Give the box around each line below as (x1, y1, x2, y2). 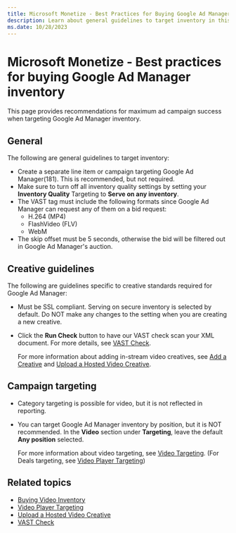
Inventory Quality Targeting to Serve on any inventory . (17, 190, 179, 198)
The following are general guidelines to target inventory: (7, 154, 170, 162)
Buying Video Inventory (17, 495, 86, 504)
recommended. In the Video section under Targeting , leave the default (17, 427, 223, 436)
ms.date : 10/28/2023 (7, 23, 68, 30)
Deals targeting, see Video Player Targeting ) (17, 456, 146, 465)
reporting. (17, 406, 47, 415)
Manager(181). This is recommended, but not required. (17, 175, 176, 183)
